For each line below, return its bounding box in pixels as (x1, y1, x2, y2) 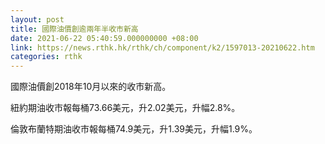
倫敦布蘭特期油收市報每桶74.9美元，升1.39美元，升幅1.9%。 (10, 123, 258, 135)
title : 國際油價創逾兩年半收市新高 (10, 24, 139, 34)
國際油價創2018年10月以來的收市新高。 (10, 81, 172, 93)
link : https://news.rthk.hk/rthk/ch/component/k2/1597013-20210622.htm (10, 42, 315, 53)
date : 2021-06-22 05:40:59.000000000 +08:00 (10, 33, 199, 43)
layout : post (10, 14, 65, 25)
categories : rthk (10, 52, 83, 62)
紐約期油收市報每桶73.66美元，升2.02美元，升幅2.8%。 (10, 102, 241, 114)
